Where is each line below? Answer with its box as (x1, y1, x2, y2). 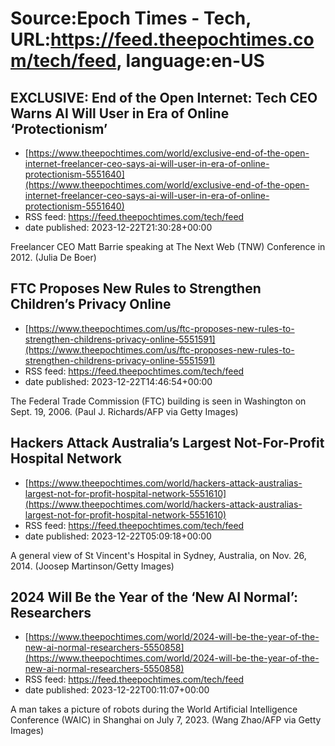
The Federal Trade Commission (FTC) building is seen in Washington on (10, 395, 307, 407)
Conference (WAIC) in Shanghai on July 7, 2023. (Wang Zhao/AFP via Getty (10, 714, 322, 726)
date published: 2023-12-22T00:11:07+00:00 (24, 684, 210, 696)
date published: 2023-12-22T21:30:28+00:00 (24, 222, 213, 233)
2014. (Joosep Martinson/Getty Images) (10, 560, 175, 572)
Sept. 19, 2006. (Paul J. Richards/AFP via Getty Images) (10, 405, 239, 417)
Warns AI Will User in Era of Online (10, 105, 230, 122)
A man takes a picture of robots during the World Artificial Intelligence (10, 703, 298, 716)
